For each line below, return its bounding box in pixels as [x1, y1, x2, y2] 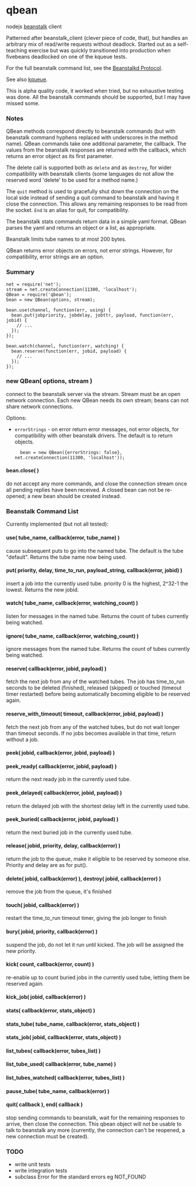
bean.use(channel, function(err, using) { [6, 307, 111, 313]
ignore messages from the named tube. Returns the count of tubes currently [6, 646, 190, 653]
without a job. [6, 735, 39, 743]
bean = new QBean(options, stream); [6, 297, 95, 303]
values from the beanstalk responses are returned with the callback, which [6, 146, 186, 153]
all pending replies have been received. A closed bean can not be [6, 486, 164, 493]
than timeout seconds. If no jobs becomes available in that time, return [6, 730, 176, 737]
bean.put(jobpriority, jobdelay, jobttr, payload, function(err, [11, 312, 174, 318]
